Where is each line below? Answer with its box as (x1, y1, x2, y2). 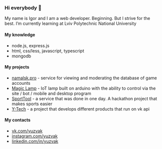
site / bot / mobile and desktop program (11, 90, 91, 96)
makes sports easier (11, 101, 53, 107)
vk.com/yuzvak (11, 128, 43, 133)
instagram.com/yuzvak (11, 133, 58, 139)
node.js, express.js (11, 42, 50, 48)
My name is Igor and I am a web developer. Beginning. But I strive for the (4, 16, 150, 21)
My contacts (4, 117, 31, 123)
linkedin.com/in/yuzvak (11, 138, 59, 144)
